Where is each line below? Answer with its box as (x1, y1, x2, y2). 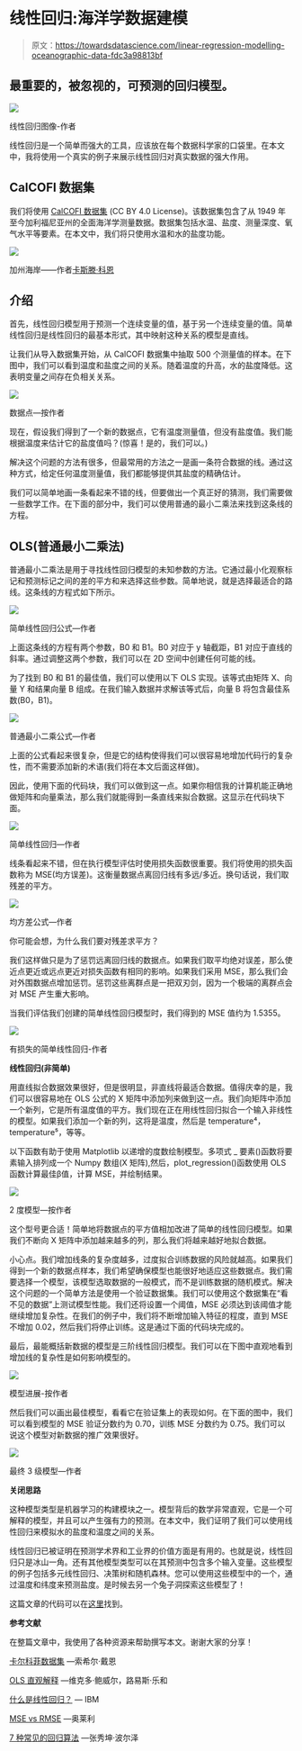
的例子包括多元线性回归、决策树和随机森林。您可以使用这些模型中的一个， (9, 1568, 285, 1579)
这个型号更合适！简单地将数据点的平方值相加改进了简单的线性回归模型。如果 (9, 1223, 293, 1234)
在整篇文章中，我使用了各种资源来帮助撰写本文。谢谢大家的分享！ (9, 1637, 253, 1647)
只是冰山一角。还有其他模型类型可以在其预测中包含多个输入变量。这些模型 (16, 1557, 293, 1567)
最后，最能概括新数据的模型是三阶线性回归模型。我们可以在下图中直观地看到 (9, 1340, 293, 1351)
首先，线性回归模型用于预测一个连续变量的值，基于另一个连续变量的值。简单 (9, 319, 293, 329)
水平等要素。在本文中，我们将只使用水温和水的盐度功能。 (16, 228, 230, 239)
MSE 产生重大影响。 (19, 988, 94, 999)
